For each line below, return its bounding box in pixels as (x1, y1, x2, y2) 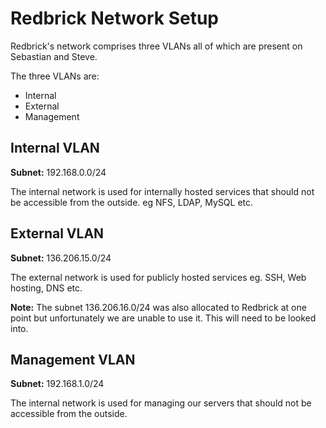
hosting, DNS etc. (10, 282, 83, 294)
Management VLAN (10, 351, 136, 368)
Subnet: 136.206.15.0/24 (10, 252, 112, 264)
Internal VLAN (10, 140, 100, 157)
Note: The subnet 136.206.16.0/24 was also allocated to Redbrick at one (10, 301, 307, 313)
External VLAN (10, 225, 105, 242)
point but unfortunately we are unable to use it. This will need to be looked (10, 312, 317, 324)
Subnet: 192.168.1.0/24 (10, 378, 105, 390)
